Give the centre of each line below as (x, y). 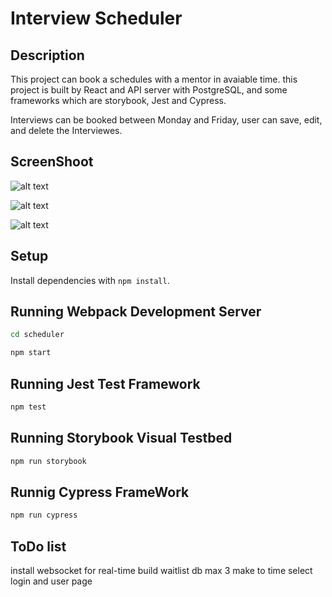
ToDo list (38, 546)
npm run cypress (44, 515)
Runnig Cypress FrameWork (100, 492)
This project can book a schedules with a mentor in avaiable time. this (154, 79)
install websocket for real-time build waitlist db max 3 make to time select (161, 571)
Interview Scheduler (96, 18)
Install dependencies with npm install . (90, 280)
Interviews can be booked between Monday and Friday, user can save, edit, (166, 120)
